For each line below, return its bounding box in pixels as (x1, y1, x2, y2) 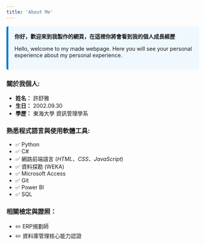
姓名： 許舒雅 (15, 94, 50, 102)
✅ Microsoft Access (15, 170, 66, 178)
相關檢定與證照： (6, 208, 57, 216)
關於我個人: (6, 79, 40, 88)
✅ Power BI (15, 184, 45, 191)
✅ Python (15, 141, 40, 148)
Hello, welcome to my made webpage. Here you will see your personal (14, 45, 192, 52)
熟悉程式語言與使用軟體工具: (6, 126, 91, 135)
